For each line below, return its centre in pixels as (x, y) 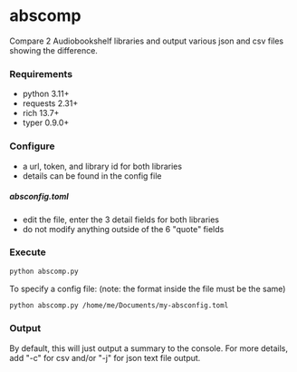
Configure (32, 146)
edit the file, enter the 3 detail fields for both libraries (121, 220)
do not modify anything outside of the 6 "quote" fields (123, 229)
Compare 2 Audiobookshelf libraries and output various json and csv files (146, 41)
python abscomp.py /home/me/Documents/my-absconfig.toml (119, 305)
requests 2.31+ (50, 103)
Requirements (41, 73)
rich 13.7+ (41, 113)
